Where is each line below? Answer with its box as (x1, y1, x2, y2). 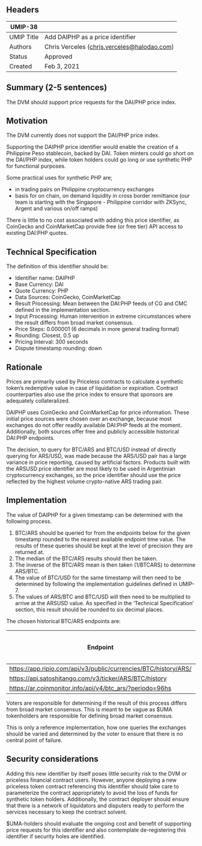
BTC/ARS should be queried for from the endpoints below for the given (14, 529, 191, 537)
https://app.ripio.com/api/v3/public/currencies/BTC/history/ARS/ (9, 664, 192, 672)
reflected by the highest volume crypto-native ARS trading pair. (6, 478, 164, 485)
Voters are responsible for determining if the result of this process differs (6, 699, 188, 707)
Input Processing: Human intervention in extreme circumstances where (14, 312, 191, 320)
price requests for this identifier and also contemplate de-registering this (6, 826, 186, 833)
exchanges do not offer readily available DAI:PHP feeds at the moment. (6, 422, 182, 429)
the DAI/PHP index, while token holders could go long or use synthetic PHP (6, 156, 192, 163)
